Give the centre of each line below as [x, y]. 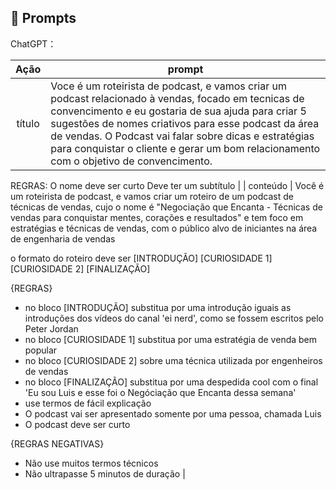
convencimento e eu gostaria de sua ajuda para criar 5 [178, 111]
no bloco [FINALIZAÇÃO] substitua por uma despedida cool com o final [171, 382]
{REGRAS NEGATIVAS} [57, 443]
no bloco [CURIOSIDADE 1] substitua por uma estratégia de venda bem [171, 339]
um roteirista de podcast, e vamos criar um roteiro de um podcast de [152, 196]
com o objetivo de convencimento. [131, 161]
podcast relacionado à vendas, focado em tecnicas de [177, 98]
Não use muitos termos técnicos [91, 463]
